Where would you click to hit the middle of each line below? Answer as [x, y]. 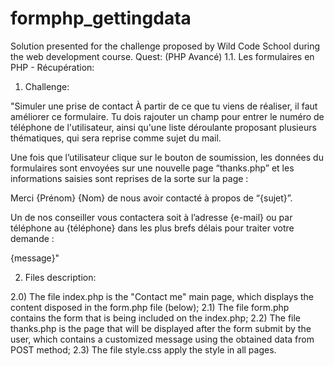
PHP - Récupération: [52, 67]
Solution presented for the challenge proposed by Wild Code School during [165, 46]
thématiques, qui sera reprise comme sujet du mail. [116, 138]
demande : [32, 238]
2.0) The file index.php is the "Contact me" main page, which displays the [162, 296]
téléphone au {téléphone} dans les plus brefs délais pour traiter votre [152, 228]
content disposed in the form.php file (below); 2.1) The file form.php [150, 307]
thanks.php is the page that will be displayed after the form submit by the [161, 328]
